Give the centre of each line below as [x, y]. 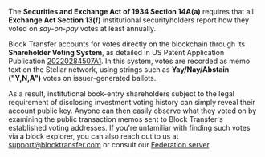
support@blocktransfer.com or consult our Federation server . [110, 145]
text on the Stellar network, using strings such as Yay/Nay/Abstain [119, 70]
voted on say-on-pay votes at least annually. [82, 28]
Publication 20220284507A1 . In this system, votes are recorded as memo [129, 61]
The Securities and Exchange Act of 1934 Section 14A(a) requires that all [131, 12]
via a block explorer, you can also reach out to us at [94, 136]
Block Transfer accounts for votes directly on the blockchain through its [127, 44]
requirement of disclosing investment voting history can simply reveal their [132, 102]
